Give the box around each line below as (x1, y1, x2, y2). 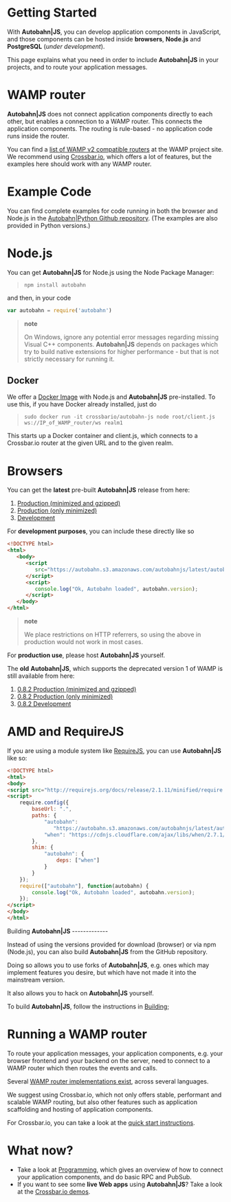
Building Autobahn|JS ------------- (7, 926, 109, 935)
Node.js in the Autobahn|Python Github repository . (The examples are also (7, 214, 218, 222)
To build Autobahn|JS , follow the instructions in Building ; (7, 1002, 170, 1011)
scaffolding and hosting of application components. (7, 1105, 153, 1113)
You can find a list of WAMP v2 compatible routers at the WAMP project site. (7, 145, 223, 153)
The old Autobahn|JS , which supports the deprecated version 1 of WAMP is (7, 665, 223, 672)
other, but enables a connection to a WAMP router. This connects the (7, 117, 203, 125)
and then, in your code (7, 293, 71, 302)
